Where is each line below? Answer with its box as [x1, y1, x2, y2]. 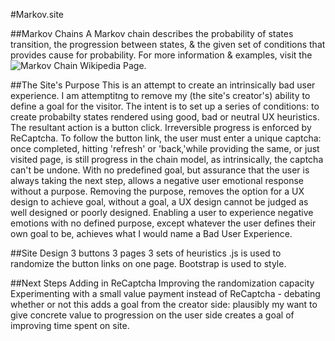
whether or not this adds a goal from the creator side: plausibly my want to [10, 299, 318, 310]
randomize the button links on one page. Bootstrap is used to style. [10, 258, 287, 269]
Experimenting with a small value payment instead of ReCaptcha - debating [10, 288, 321, 299]
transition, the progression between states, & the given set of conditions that [10, 39, 326, 50]
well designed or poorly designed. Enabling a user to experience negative [10, 207, 314, 218]
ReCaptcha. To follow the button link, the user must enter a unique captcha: [10, 132, 322, 144]
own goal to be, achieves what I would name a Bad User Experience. [10, 228, 293, 239]
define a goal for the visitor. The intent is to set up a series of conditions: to [10, 100, 320, 112]
